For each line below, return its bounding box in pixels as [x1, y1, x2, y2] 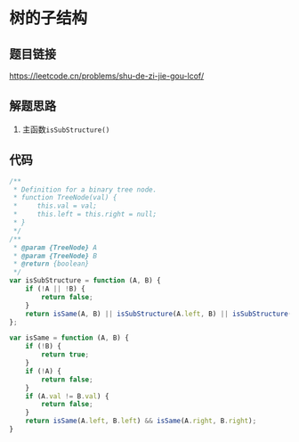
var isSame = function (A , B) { [9, 333, 129, 343]
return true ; [41, 350, 90, 359]
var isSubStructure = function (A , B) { [9, 276, 162, 285]
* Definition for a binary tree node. [12, 184, 158, 194]
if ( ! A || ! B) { [25, 284, 86, 293]
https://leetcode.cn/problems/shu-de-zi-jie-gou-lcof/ [9, 70, 205, 81]
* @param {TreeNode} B [12, 251, 98, 260]
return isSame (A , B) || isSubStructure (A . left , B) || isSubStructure [25, 309, 289, 318]
